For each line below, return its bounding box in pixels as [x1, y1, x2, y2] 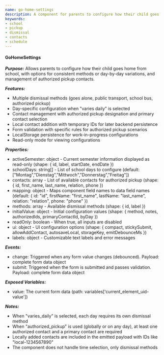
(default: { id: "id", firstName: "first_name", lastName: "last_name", [12, 193, 146, 199]
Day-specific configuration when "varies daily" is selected [12, 106, 130, 111]
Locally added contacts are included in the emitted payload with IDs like [12, 334, 158, 340]
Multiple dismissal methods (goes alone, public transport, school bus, [12, 95, 153, 101]
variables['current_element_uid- [84, 288, 149, 294]
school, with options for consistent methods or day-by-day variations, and [5, 71, 155, 76]
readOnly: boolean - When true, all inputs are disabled [12, 219, 122, 225]
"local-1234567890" [12, 339, 54, 345]
